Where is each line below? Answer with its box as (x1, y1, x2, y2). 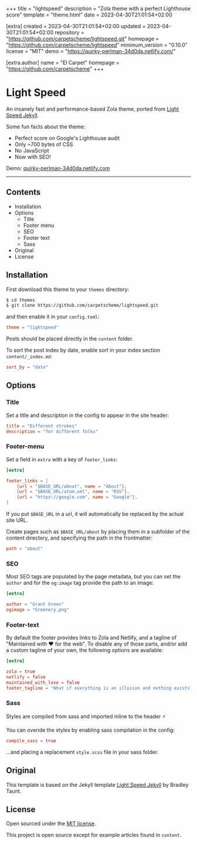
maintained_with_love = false (6, 680, 80, 686)
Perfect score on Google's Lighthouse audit (14, 134, 120, 141)
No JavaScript (14, 147, 49, 154)
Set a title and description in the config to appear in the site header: (6, 412, 169, 419)
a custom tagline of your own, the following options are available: (6, 647, 164, 654)
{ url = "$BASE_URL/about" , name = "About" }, (16, 483, 127, 489)
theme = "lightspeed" (6, 325, 59, 330)
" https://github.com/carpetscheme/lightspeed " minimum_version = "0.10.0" (6, 41, 188, 48)
